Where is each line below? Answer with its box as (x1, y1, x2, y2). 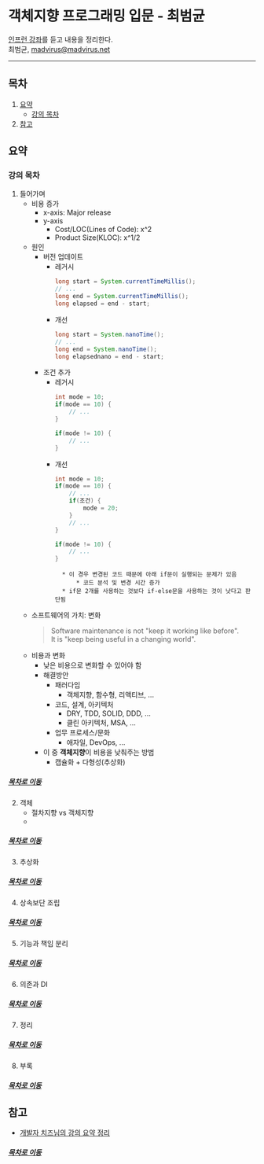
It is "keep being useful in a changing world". (50, 635, 196, 644)
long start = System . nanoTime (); (54, 330, 165, 338)
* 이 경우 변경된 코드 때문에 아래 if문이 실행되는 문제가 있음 (61, 571, 237, 579)
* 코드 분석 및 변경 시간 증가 (75, 579, 160, 587)
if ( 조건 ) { (68, 497, 101, 505)
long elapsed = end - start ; (54, 300, 151, 308)
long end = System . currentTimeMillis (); (54, 293, 189, 300)
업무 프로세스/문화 (54, 728, 111, 738)
